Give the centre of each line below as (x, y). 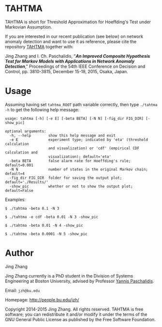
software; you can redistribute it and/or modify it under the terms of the (76, 314)
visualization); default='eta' (80, 156)
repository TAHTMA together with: (39, 47)
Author (19, 253)
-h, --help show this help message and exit (63, 135)
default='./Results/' (27, 182)
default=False (19, 190)
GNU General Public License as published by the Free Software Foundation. (80, 319)
